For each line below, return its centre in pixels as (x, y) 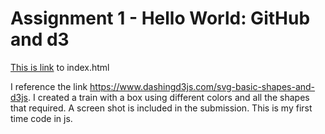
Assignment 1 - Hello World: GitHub (160, 18)
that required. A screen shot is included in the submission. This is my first (161, 108)
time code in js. (41, 118)
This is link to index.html (60, 67)
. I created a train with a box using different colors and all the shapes (169, 97)
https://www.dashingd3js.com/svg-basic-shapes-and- (202, 86)
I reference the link (49, 86)
